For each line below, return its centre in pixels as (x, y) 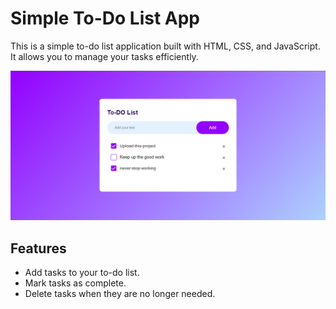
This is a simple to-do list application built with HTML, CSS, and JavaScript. (165, 46)
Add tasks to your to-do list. (82, 272)
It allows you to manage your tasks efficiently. (104, 56)
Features (38, 248)
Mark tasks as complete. (75, 283)
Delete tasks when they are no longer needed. (120, 293)
